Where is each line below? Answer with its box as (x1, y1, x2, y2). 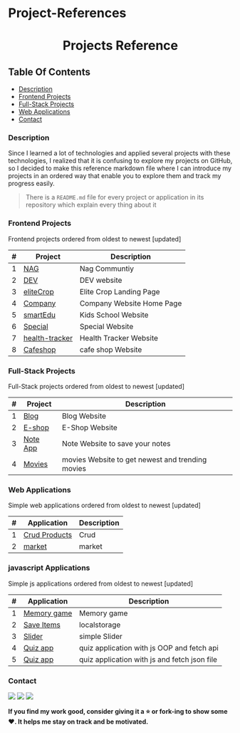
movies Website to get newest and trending (61, 454, 207, 464)
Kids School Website (79, 310, 149, 320)
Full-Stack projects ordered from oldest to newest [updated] (8, 383, 184, 391)
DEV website (79, 275, 122, 285)
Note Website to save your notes (61, 439, 171, 449)
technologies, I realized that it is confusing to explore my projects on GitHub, (8, 157, 233, 165)
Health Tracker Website (79, 333, 159, 343)
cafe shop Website (79, 344, 142, 354)
